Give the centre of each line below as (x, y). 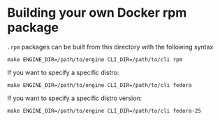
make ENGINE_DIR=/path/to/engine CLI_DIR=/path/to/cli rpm (95, 59)
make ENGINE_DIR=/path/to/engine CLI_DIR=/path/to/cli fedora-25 (104, 111)
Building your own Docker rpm (97, 13)
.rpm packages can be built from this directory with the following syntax (110, 47)
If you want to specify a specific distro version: (75, 98)
